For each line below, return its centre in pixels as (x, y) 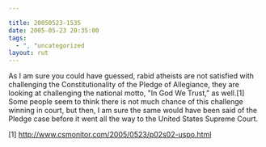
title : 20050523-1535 (45, 23)
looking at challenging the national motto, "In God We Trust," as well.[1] (127, 93)
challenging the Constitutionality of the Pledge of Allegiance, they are (124, 85)
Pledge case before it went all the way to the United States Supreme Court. (133, 119)
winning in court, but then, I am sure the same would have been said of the (133, 111)
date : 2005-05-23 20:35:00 (54, 30)
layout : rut (28, 53)
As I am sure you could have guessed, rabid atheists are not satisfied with (131, 76)
